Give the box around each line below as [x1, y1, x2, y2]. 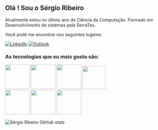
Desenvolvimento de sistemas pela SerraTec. [5, 22, 96, 28]
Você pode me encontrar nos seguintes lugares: [5, 31, 103, 37]
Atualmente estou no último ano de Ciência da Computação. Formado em [5, 17, 154, 22]
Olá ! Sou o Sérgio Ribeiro [5, 4, 84, 12]
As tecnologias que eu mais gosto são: [5, 53, 99, 60]
